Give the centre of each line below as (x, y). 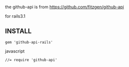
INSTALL (18, 31)
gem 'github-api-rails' (29, 42)
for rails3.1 (15, 16)
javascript (15, 51)
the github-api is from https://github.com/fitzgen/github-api (65, 7)
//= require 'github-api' (31, 60)
